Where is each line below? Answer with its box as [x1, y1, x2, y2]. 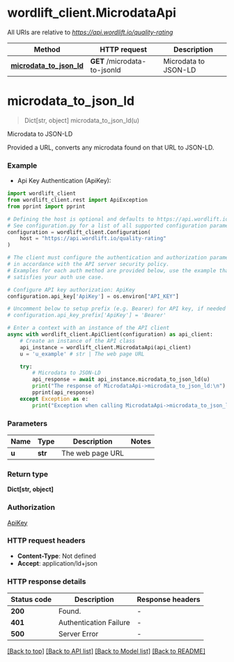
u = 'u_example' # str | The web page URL [19, 351, 145, 358]
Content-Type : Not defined [17, 552, 96, 560]
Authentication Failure [58, 618, 130, 628]
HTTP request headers [7, 536, 86, 545]
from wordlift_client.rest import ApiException [7, 197, 148, 204]
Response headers [136, 595, 201, 605]
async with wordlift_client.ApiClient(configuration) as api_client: [7, 331, 214, 338]
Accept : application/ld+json [17, 559, 97, 567]
